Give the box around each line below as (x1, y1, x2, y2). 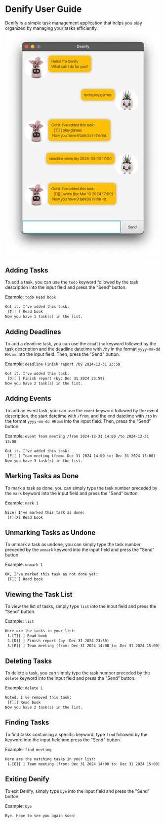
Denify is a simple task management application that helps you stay (5, 20, 142, 26)
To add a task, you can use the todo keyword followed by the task (5, 279, 139, 285)
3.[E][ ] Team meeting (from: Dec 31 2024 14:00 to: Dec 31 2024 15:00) (7, 643, 161, 649)
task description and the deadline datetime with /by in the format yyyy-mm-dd (5, 346, 161, 352)
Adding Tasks (5, 266, 48, 274)
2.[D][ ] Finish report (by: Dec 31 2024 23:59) (7, 638, 110, 644)
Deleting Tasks (5, 657, 52, 665)
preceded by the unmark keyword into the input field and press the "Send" (5, 547, 155, 553)
